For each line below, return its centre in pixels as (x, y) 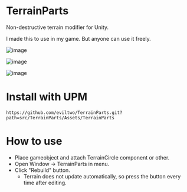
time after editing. (45, 183)
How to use (34, 141)
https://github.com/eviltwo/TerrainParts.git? (64, 113)
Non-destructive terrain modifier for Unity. (58, 27)
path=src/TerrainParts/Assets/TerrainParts (60, 118)
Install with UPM (47, 97)
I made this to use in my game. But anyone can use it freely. (79, 38)
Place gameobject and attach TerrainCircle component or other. (92, 157)
